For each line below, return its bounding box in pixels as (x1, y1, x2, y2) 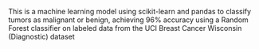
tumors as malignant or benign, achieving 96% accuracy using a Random (8, 15, 249, 24)
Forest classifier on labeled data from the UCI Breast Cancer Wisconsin (8, 24, 242, 32)
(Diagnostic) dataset (8, 32, 76, 41)
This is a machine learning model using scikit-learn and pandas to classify (8, 7, 252, 16)
